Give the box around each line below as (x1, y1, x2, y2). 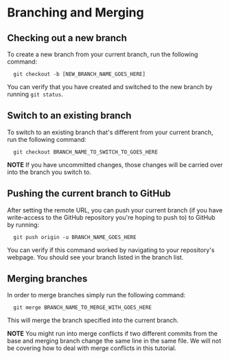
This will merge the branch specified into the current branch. (7, 317, 179, 325)
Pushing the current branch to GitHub (7, 188, 171, 199)
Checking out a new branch (7, 32, 127, 44)
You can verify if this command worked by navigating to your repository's (7, 245, 215, 254)
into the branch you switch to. (7, 168, 91, 176)
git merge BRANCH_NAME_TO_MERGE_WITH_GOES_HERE (13, 304, 152, 311)
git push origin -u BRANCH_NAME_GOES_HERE (13, 234, 137, 240)
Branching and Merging (7, 5, 144, 21)
